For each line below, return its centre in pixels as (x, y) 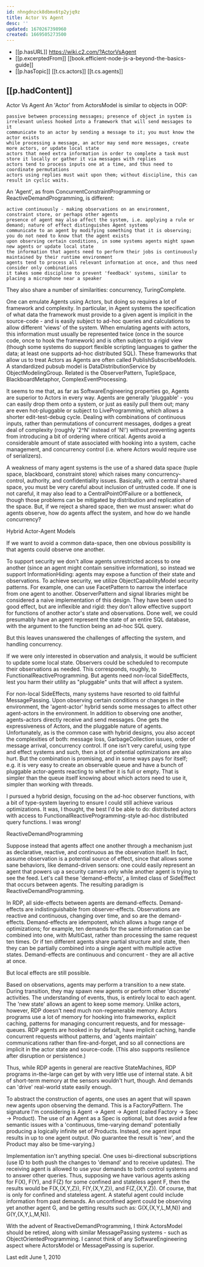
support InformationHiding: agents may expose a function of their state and (101, 574)
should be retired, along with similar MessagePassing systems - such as (97, 1232)
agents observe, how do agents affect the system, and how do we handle (98, 513)
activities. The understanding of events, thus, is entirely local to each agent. (101, 997)
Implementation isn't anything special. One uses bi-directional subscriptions (102, 1156)
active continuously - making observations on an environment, (88, 209)
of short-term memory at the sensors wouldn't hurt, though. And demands (100, 1080)
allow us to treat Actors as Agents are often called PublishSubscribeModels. (101, 359)
